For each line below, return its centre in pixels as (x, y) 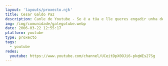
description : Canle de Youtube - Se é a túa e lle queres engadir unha (81, 19)
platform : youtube (24, 33)
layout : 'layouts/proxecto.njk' (39, 10)
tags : (11, 42)
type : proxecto (21, 38)
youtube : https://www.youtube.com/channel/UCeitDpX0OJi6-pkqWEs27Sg (82, 56)
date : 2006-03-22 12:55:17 (33, 28)
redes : (12, 51)
